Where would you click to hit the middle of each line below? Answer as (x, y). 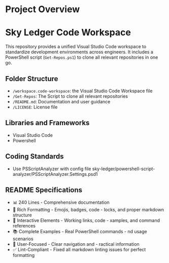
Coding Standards (35, 156)
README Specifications (44, 190)
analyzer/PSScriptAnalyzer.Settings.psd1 (55, 174)
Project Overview (43, 9)
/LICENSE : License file (35, 107)
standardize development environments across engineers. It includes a (79, 52)
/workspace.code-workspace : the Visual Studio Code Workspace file (82, 91)
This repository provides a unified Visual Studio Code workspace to (76, 47)
